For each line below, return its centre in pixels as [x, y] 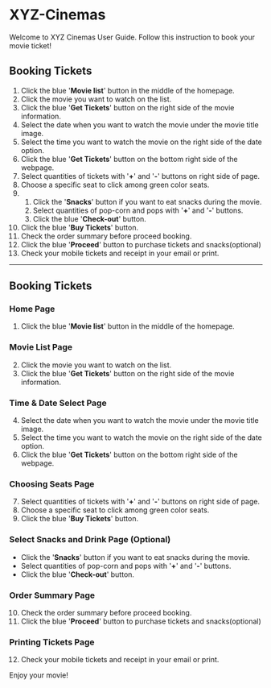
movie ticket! [30, 45]
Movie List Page [41, 347]
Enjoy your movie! [39, 675]
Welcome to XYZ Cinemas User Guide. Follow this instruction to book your [132, 37]
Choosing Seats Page [52, 483]
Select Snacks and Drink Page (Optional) [90, 540]
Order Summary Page [52, 595]
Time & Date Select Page [58, 403]
